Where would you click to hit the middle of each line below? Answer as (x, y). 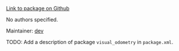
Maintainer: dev (25, 31)
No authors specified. (32, 19)
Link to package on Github (38, 8)
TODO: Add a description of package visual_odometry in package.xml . (90, 42)
